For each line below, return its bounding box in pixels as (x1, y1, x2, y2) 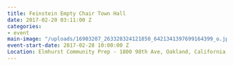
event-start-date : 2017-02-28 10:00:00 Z (7, 42, 130, 49)
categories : (7, 23, 42, 30)
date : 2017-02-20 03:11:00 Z (7, 16, 92, 23)
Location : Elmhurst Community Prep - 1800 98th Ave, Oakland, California (7, 49, 226, 56)
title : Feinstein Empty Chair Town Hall (7, 10, 127, 17)
